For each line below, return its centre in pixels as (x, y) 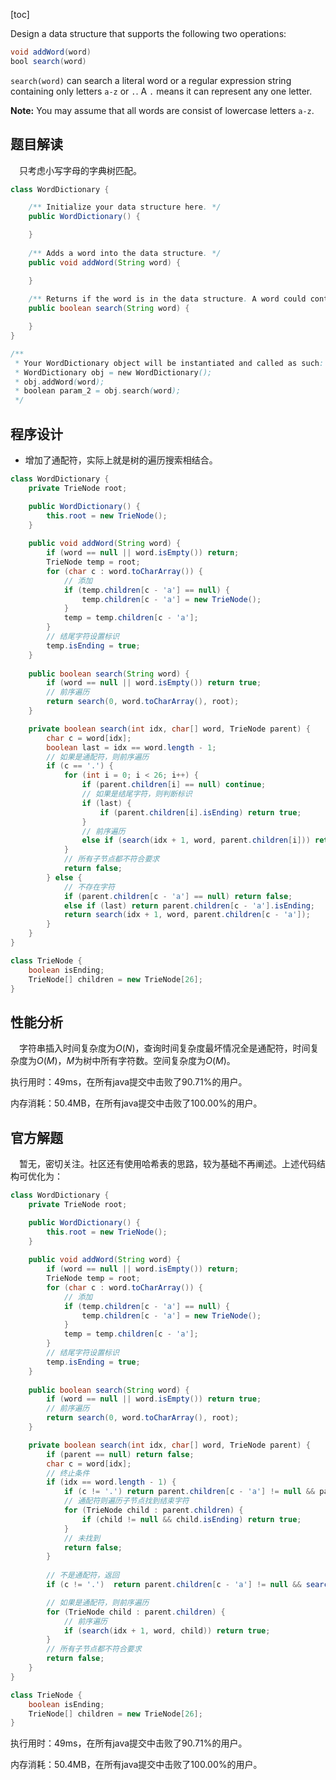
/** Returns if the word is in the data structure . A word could (167, 299)
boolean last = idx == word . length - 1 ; (131, 747)
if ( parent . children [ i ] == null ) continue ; (174, 785)
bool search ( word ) (48, 61)
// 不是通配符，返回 (83, 1575)
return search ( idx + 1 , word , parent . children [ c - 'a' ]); (187, 915)
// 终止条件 (68, 1473)
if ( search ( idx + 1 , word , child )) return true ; (167, 1630)
